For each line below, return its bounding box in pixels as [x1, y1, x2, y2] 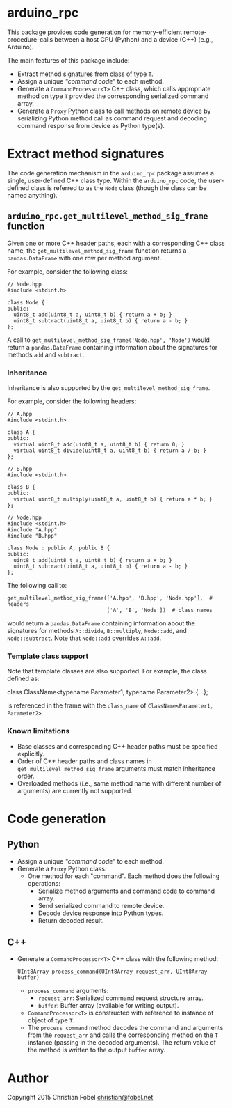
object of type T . [27, 1016, 75, 1024]
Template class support [7, 651, 89, 661]
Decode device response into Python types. [38, 909, 164, 917]
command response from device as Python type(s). [17, 121, 165, 130]
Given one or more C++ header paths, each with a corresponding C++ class [7, 239, 225, 247]
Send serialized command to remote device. [38, 901, 165, 910]
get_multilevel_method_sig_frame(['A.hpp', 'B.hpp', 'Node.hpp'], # [7, 594, 213, 602]
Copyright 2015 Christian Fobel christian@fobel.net [7, 1093, 154, 1102]
